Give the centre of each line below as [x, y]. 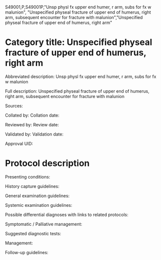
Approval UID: [19, 143]
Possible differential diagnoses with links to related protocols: [67, 215]
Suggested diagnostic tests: [33, 233]
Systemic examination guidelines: [39, 205]
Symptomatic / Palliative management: [44, 224]
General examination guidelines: [37, 196]
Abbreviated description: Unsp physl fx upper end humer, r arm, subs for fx [81, 76]
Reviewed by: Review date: [32, 124]
